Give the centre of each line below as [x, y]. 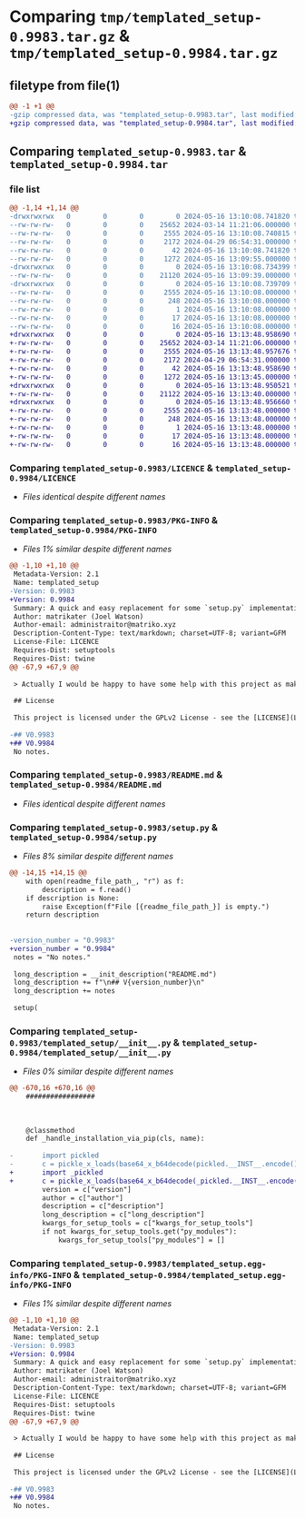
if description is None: [73, 898]
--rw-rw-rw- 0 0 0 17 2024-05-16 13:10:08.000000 [150, 318]
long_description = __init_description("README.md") [115, 974]
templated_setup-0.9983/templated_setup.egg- [164, 1264]
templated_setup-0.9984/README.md [85, 785]
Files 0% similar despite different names [98, 1072]
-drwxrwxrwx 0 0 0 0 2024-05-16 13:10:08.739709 [150, 284]
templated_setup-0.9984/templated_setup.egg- [184, 1275]
